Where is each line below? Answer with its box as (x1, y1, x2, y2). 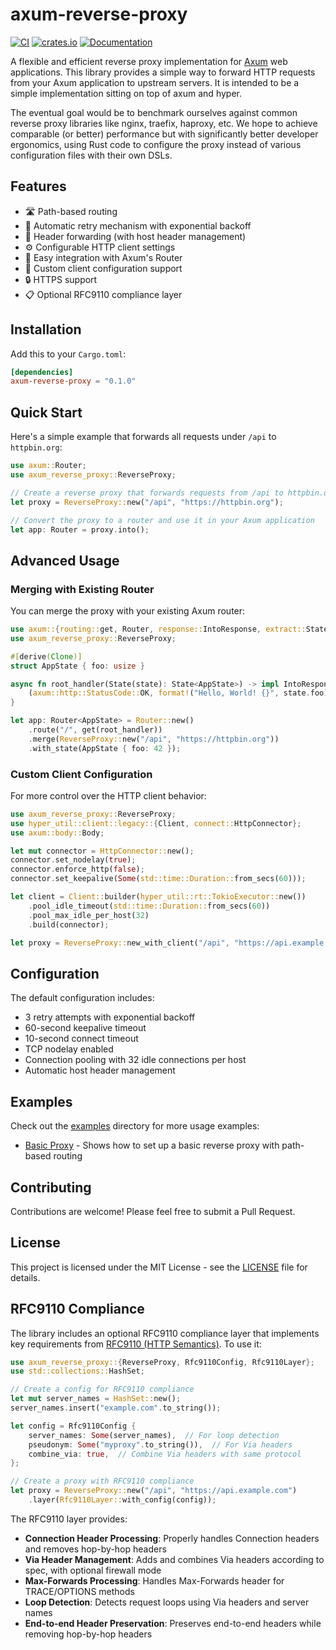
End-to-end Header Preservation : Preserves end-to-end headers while (24, 1617, 322, 1629)
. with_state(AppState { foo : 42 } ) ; (28, 743, 182, 753)
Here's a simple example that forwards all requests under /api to (10, 431, 277, 443)
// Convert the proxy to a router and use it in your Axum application (10, 515, 315, 525)
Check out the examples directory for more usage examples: (10, 1120, 260, 1132)
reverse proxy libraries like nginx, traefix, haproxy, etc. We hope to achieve (10, 117, 318, 129)
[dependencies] (10, 367, 74, 377)
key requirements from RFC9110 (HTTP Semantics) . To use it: (10, 1338, 262, 1350)
